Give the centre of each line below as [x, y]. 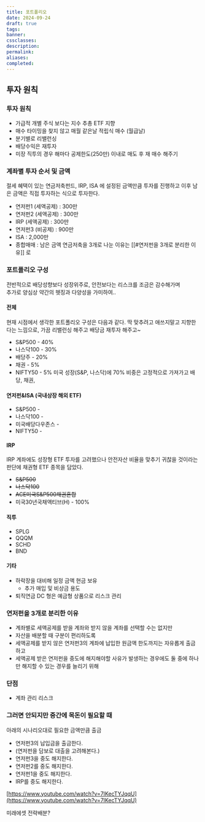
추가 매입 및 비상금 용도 [52, 588]
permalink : [20, 52]
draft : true [21, 23]
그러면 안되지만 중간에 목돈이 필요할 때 [59, 715]
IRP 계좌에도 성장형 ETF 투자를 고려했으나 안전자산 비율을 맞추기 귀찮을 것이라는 [102, 459]
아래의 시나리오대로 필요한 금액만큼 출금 [54, 730]
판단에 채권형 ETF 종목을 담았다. [45, 467]
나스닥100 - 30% [36, 349]
